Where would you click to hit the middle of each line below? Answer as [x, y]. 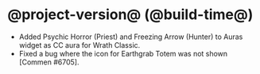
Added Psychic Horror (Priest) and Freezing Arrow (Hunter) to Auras [131, 37]
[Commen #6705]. [49, 62]
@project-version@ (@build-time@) [130, 15]
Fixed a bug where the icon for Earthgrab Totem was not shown [123, 53]
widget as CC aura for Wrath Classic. [80, 45]
